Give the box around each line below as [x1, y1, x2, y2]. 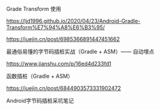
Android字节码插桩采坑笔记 [6, 97, 74, 104]
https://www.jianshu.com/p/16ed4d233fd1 [6, 60, 112, 67]
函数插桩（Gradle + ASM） [6, 73, 74, 80]
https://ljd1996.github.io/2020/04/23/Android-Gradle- [6, 18, 141, 24]
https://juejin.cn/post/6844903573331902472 [6, 85, 121, 92]
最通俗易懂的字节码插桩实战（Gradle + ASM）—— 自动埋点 [6, 48, 155, 55]
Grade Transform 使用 [6, 5, 62, 12]
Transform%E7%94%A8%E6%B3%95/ [6, 24, 105, 31]
